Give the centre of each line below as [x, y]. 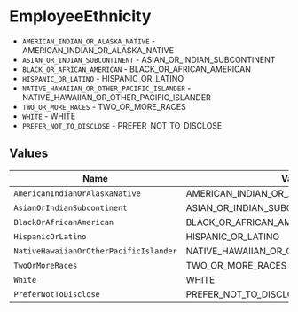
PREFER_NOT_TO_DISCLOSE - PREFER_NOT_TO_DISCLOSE [122, 125]
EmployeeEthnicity [80, 16]
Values [29, 154]
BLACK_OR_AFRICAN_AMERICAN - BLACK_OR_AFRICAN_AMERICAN [136, 69]
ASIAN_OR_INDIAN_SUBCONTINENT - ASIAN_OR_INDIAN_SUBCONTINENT [149, 59]
